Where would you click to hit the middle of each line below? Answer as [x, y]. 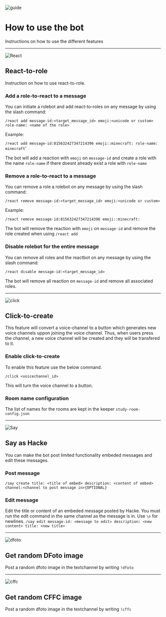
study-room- [128, 410]
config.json [17, 414]
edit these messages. [27, 460]
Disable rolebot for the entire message [52, 246]
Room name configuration [37, 398]
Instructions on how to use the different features [54, 41]
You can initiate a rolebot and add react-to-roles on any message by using [81, 107]
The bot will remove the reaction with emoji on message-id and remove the [80, 229]
